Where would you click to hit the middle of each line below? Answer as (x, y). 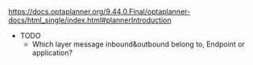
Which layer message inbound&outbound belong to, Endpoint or (139, 44)
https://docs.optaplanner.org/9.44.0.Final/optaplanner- (100, 12)
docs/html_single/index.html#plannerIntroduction (90, 20)
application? (52, 53)
